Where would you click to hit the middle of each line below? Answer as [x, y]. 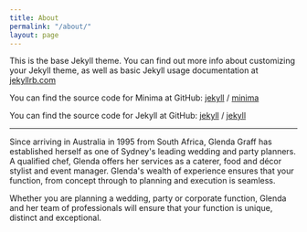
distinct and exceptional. [56, 218]
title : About [34, 18]
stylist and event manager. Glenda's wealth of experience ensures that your [152, 171]
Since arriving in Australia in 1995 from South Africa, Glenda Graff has [141, 142]
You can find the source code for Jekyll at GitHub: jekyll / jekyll [128, 116]
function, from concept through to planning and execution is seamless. [143, 181]
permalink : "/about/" [51, 26]
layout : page [34, 35]
